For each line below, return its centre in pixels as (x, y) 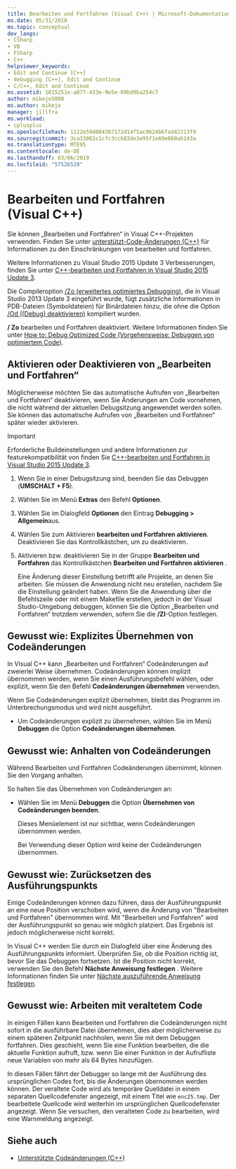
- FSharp (20, 54)
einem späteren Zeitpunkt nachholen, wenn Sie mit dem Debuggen (104, 1037)
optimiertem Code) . (35, 342)
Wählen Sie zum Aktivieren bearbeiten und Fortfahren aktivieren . (113, 534)
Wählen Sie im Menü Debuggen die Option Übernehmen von (106, 803)
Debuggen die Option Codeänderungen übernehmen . (97, 729)
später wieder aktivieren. (43, 422)
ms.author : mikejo (34, 106)
